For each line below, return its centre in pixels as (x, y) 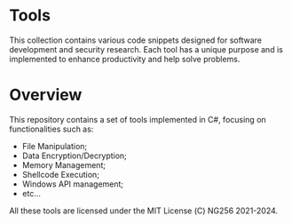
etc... (32, 193)
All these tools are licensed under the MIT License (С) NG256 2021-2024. (143, 211)
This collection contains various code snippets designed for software (135, 40)
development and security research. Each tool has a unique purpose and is (146, 49)
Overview (46, 95)
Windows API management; (73, 184)
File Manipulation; (55, 146)
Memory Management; (64, 164)
